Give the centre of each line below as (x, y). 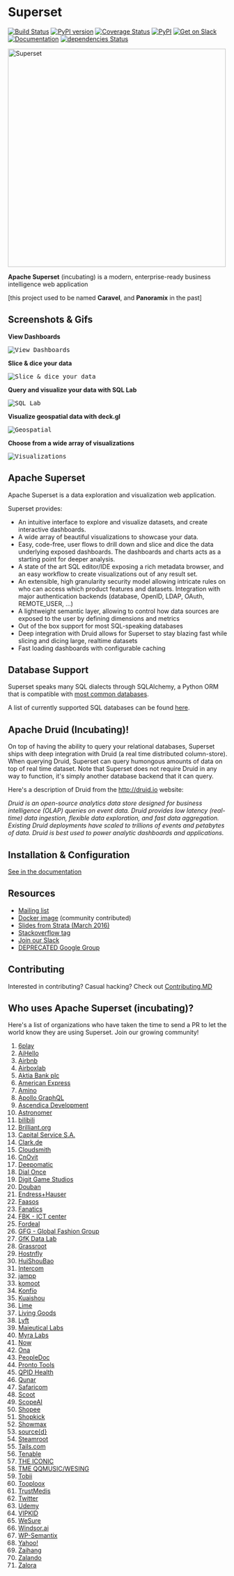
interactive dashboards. (52, 529)
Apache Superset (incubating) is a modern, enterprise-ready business (109, 277)
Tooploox (31, 1484)
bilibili (26, 1120)
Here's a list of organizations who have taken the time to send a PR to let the (117, 1025)
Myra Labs (33, 1335)
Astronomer (35, 1113)
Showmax (32, 1424)
